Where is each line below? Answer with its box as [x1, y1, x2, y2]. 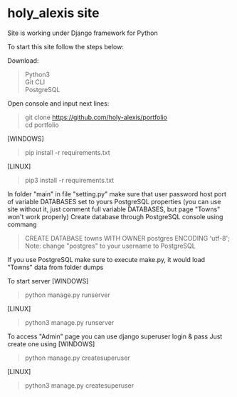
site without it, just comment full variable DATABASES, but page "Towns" [7, 205, 221, 213]
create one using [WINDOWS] [7, 339, 95, 348]
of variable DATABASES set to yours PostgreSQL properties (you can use [7, 197, 221, 206]
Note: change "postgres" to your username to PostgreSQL [24, 241, 196, 250]
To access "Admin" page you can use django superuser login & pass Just [7, 332, 223, 341]
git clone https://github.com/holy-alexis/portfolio [24, 113, 167, 121]
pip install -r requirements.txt [24, 148, 110, 156]
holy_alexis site [7, 5, 100, 21]
